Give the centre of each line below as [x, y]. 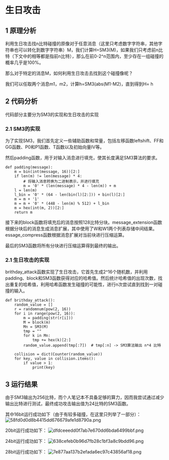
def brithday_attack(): [30, 301]
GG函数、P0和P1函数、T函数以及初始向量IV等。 [55, 147]
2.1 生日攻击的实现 [27, 260]
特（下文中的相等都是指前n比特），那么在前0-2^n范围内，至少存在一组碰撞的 [84, 56]
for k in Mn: [37, 336]
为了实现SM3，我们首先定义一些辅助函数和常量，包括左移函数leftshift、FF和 [84, 141]
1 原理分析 [21, 31]
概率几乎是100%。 [24, 63]
